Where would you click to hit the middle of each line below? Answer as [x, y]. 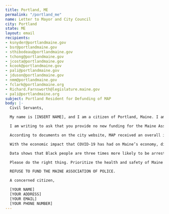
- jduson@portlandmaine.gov [35, 75]
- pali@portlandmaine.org [32, 94]
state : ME [16, 29]
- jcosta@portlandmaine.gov [35, 61]
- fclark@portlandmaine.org [35, 84]
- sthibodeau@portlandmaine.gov [39, 52]
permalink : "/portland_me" [33, 15]
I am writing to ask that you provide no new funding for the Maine [83, 126]
